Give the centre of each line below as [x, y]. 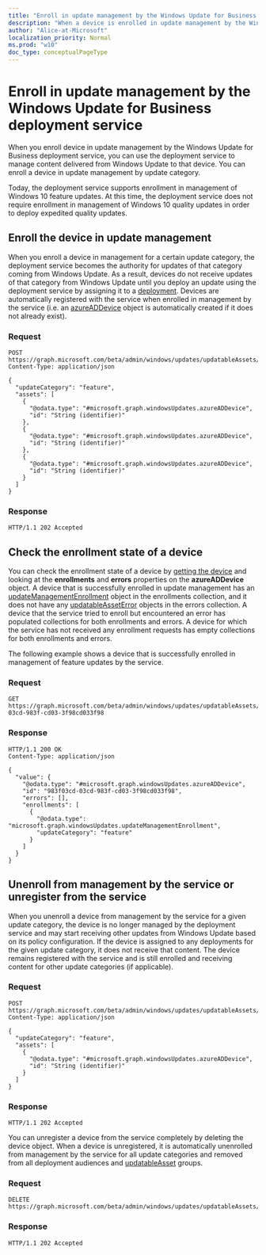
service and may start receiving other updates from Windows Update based [132, 933]
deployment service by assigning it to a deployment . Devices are [114, 291]
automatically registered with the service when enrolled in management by [130, 299]
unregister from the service [77, 897]
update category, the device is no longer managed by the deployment [122, 925]
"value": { [33, 777]
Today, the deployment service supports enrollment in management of [123, 188]
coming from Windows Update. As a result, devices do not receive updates [131, 273]
